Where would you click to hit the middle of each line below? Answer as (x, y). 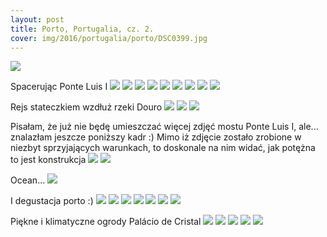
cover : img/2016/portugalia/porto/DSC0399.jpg (109, 38)
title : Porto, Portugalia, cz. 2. (82, 29)
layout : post (37, 19)
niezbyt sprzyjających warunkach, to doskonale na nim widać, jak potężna (163, 148)
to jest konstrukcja (48, 160)
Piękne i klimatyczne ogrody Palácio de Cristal (106, 222)
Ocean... (28, 180)
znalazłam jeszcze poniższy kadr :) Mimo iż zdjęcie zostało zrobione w (156, 137)
